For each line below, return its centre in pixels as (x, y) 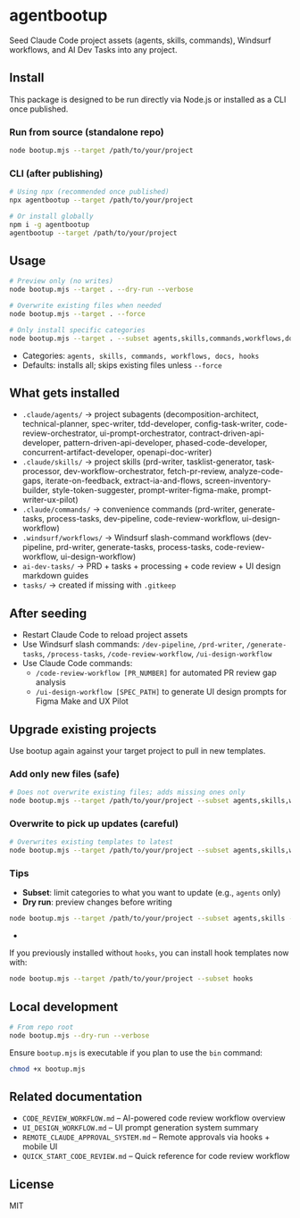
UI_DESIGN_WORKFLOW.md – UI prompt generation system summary (140, 1128)
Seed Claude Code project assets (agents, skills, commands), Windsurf (141, 40)
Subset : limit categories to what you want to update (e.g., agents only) (151, 893)
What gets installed (65, 393)
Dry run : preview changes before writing (97, 902)
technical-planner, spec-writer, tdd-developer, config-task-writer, (142, 424)
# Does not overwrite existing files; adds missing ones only (127, 793)
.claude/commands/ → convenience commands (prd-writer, (129, 509)
